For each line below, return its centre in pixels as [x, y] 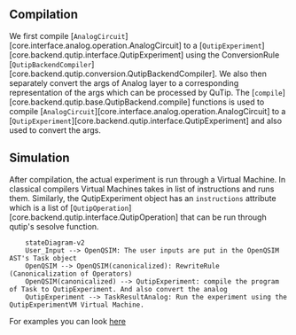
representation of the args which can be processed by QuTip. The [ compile [146, 92]
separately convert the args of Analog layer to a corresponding [124, 82]
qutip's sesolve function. [54, 226]
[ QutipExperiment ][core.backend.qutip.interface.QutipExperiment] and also [145, 121]
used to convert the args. [55, 130]
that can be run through [224, 217]
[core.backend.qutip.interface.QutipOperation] [94, 217]
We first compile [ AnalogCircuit [67, 35]
